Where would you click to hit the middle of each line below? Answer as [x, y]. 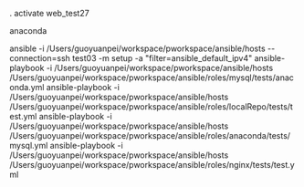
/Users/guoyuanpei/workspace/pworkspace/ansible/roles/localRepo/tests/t [152, 107]
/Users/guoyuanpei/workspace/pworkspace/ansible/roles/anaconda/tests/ [150, 135]
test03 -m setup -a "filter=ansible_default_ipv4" [162, 58]
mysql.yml [29, 145]
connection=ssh [40, 58]
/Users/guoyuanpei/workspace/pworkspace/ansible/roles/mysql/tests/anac [152, 78]
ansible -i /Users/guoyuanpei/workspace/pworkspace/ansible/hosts [138, 48]
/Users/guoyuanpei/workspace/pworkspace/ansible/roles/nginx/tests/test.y [152, 165]
